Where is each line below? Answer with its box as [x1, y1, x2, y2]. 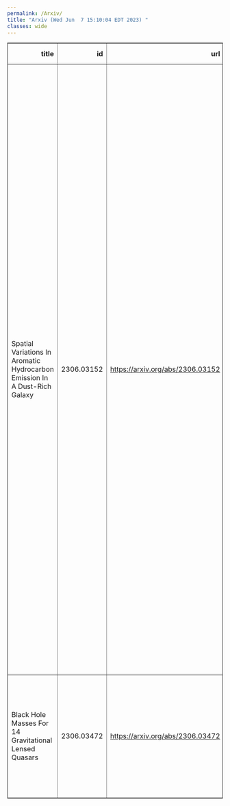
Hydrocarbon [11, 364, 55, 374]
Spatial [11, 339, 34, 349]
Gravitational [11, 735, 53, 745]
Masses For [11, 718, 49, 728]
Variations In [11, 347, 51, 357]
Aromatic [11, 356, 41, 366]
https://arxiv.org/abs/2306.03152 [110, 364, 220, 374]
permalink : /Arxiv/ [7, 10, 63, 17]
